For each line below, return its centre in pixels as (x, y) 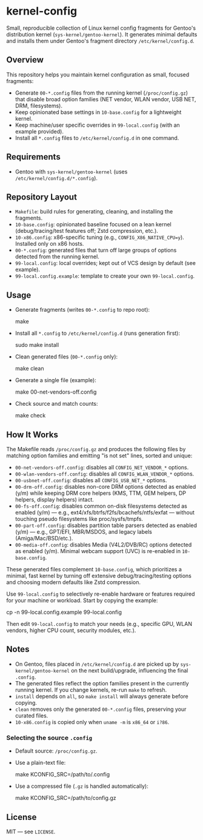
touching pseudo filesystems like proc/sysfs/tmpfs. (79, 519)
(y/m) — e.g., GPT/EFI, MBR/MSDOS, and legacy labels (84, 532)
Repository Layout (42, 197)
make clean (29, 369)
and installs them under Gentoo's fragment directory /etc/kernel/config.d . (101, 41)
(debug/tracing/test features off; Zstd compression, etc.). (87, 231)
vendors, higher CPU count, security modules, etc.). (71, 630)
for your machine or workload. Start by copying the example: (82, 600)
